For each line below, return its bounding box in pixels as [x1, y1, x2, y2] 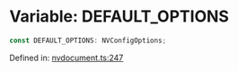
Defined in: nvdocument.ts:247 [9, 52, 124, 63]
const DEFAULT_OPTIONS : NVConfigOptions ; [9, 36, 167, 45]
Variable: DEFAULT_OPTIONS [9, 6, 229, 27]
